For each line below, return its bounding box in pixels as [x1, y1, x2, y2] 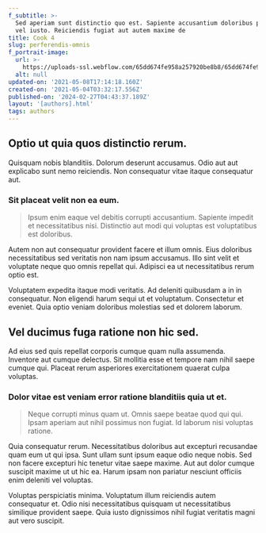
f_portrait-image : [8, 48, 69, 56]
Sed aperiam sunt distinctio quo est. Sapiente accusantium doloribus [15, 19, 253, 27]
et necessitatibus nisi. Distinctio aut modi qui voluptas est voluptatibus [27, 221, 257, 231]
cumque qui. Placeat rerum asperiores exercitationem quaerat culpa [8, 362, 230, 373]
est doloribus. [27, 229, 73, 239]
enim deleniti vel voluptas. [8, 475, 93, 485]
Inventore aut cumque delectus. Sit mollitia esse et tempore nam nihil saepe [8, 355, 255, 364]
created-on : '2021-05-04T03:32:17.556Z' [8, 85, 144, 94]
